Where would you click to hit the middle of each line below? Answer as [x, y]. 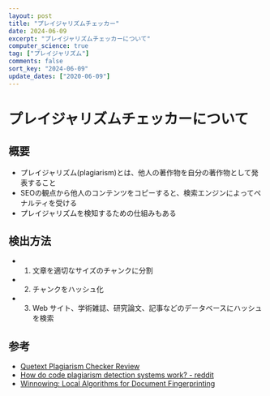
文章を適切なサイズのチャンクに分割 [93, 271]
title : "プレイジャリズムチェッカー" [64, 24]
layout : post [30, 16]
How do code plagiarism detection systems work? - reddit [117, 375]
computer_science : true [49, 46]
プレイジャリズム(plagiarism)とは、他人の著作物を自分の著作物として [136, 172]
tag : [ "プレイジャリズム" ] [49, 54]
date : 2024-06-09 [38, 31]
